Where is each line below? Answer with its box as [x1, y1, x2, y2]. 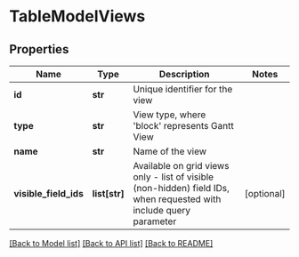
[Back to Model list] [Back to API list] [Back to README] [9, 238, 214, 248]
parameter [133, 215, 177, 228]
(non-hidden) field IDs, [133, 182, 230, 194]
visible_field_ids [13, 188, 85, 199]
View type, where [133, 108, 206, 121]
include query [133, 205, 191, 216]
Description [158, 68, 210, 80]
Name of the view [133, 145, 207, 157]
